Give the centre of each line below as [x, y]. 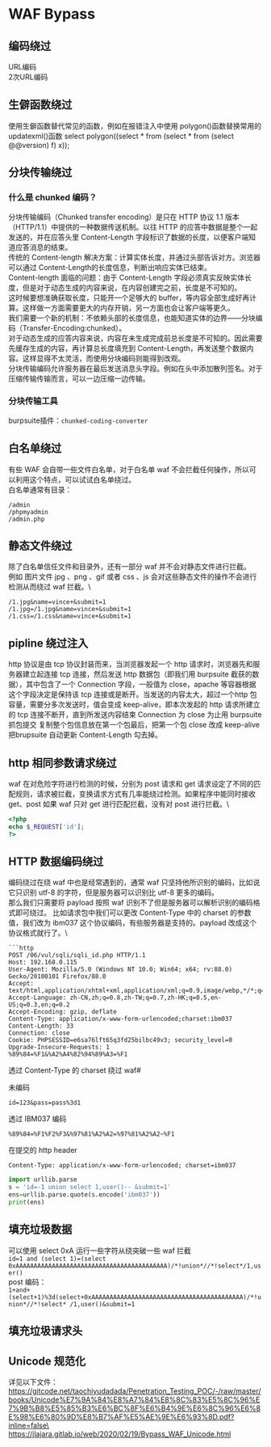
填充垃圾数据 [40, 1230]
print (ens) [27, 1202]
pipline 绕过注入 [48, 643]
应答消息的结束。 [44, 247]
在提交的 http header [43, 1150]
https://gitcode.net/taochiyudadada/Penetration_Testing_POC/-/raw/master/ [135, 1391]
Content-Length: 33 [41, 1026]
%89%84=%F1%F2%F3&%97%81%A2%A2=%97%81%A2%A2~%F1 [92, 1134]
